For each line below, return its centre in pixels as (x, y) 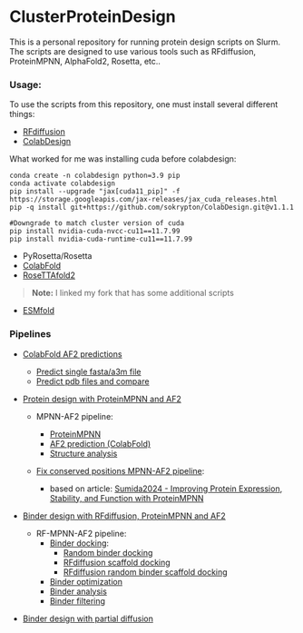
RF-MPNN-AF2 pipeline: (81, 533)
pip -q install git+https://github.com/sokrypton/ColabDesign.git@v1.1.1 (152, 208)
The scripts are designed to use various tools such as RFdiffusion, (133, 51)
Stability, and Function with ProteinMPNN (127, 498)
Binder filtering (78, 600)
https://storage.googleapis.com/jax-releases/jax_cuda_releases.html (144, 200)
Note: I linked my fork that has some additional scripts (132, 293)
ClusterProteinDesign (93, 17)
